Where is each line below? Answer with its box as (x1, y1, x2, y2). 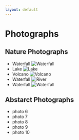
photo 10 (12, 129, 30, 135)
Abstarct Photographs (5, 96, 74, 104)
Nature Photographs (5, 47, 68, 56)
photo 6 (12, 109, 28, 115)
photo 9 (12, 124, 28, 130)
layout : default (5, 7, 38, 12)
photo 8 (12, 119, 28, 125)
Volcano (12, 71, 29, 77)
